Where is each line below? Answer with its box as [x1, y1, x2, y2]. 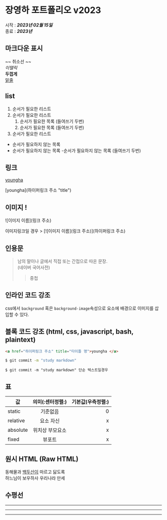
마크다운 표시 [5, 44, 43, 53]
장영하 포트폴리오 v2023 [5, 4, 101, 16]
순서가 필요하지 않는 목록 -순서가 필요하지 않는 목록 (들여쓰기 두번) [12, 148, 141, 154]
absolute [7, 427, 28, 434]
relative [7, 417, 25, 424]
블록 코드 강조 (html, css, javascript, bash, [5, 328, 134, 336]
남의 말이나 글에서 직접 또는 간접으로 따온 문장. [17, 258, 108, 264]
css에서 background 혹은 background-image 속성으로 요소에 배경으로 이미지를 [5, 305, 154, 311]
